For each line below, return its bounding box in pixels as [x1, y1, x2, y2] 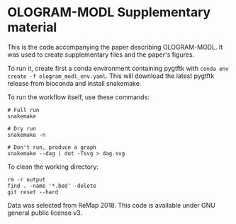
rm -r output [7, 176, 46, 183]
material [7, 19, 57, 35]
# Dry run [7, 125, 37, 132]
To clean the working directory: [7, 162, 99, 171]
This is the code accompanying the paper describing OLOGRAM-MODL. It [7, 43, 223, 51]
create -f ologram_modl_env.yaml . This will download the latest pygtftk [7, 72, 215, 80]
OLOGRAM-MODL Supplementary [7, 4, 211, 21]
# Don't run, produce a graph [7, 143, 97, 151]
